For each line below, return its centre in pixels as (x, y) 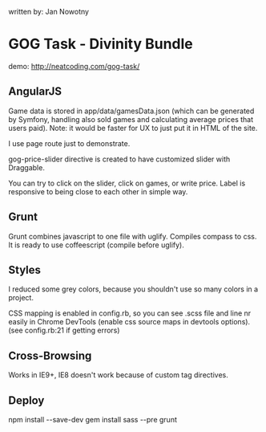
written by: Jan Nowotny (49, 12)
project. (21, 298)
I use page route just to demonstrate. (69, 143)
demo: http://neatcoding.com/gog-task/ (74, 66)
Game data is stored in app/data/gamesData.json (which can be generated (131, 111)
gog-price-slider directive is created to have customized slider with (119, 159)
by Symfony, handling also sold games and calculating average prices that (131, 119)
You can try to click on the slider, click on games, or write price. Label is (127, 183)
